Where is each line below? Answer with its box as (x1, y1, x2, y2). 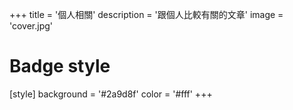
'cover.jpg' (9, 20, 54, 32)
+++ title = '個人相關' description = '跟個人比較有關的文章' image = (9, 9, 284, 20)
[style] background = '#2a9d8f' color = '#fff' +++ (9, 88, 213, 100)
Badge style (9, 55, 111, 78)
